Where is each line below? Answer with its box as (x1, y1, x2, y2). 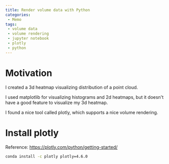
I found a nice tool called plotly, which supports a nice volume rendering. (5, 109, 158, 115)
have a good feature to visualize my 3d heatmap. (5, 99, 108, 105)
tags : (5, 21, 17, 27)
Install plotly (5, 127, 59, 139)
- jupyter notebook (7, 36, 50, 41)
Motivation (5, 67, 53, 79)
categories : (5, 12, 31, 17)
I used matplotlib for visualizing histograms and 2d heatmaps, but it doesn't (5, 94, 164, 100)
